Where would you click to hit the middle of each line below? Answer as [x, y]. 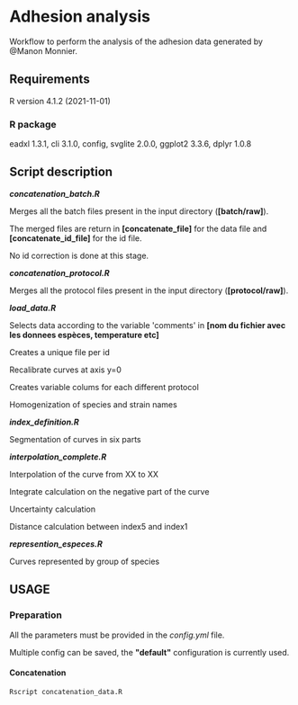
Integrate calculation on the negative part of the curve [109, 491]
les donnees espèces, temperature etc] [84, 335]
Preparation [36, 615]
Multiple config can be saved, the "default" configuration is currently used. [149, 652]
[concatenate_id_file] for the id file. [76, 238]
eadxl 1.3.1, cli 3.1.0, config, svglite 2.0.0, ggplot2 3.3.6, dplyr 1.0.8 [131, 144]
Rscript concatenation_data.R [66, 692]
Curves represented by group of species [85, 561]
